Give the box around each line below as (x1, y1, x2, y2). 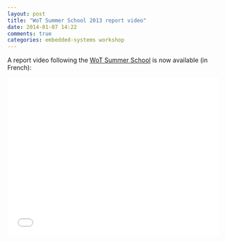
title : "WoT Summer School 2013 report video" (7, 17, 147, 24)
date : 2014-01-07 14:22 (7, 23, 78, 30)
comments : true (7, 30, 52, 37)
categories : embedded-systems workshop (7, 37, 125, 44)
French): (7, 63, 32, 72)
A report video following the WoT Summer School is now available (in (7, 56, 208, 64)
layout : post (7, 10, 46, 18)
